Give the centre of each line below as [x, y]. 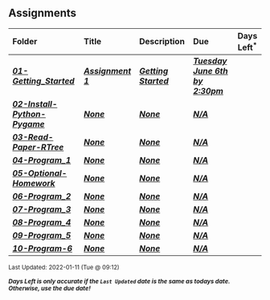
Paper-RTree [38, 148]
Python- [29, 114]
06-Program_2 [42, 197]
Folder [25, 42]
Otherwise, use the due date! [49, 289]
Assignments [43, 13]
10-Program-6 [42, 249]
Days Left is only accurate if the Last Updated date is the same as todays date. [119, 282]
